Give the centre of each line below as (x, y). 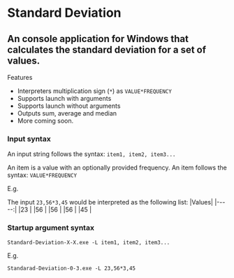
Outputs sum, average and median (67, 113)
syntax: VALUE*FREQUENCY (42, 175)
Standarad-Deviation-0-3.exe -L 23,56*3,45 (72, 268)
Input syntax (29, 139)
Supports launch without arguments (69, 106)
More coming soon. (45, 121)
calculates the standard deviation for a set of (107, 49)
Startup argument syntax (51, 228)
